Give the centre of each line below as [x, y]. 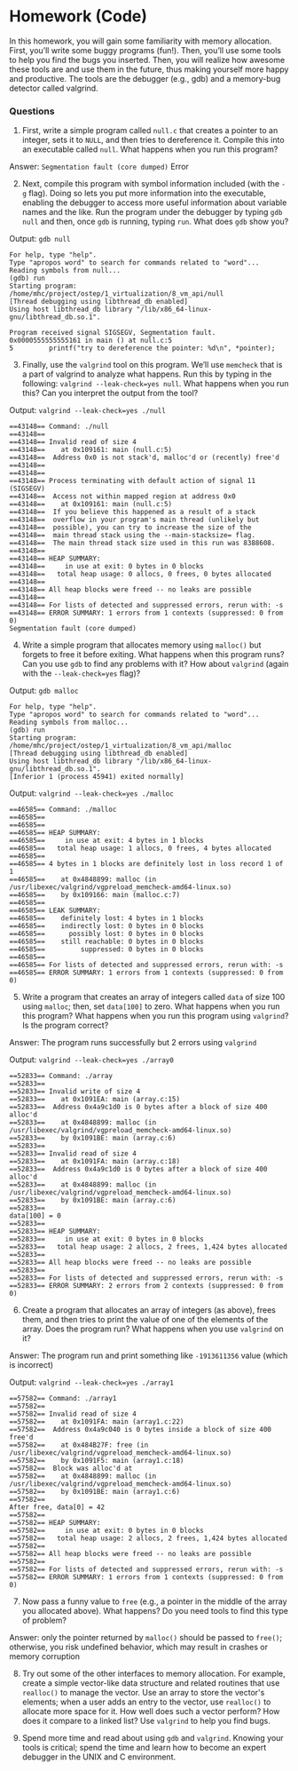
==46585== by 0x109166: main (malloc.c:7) [94, 895]
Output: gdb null [40, 239]
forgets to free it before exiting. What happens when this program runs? [153, 655]
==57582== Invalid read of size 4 [73, 1414]
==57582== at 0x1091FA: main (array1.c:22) [97, 1422]
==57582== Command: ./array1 [63, 1399]
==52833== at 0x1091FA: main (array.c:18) [94, 1162]
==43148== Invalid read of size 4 [73, 442]
